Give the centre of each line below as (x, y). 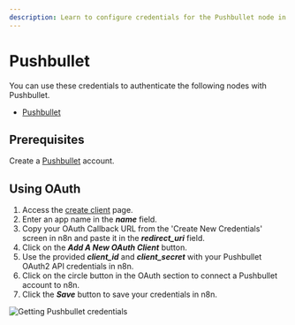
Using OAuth (45, 189)
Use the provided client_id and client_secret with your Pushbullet (142, 257)
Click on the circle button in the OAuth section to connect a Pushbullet (150, 276)
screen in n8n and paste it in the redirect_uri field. (113, 238)
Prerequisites (47, 139)
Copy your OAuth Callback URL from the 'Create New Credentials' (142, 229)
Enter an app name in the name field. (89, 219)
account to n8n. (51, 285)
